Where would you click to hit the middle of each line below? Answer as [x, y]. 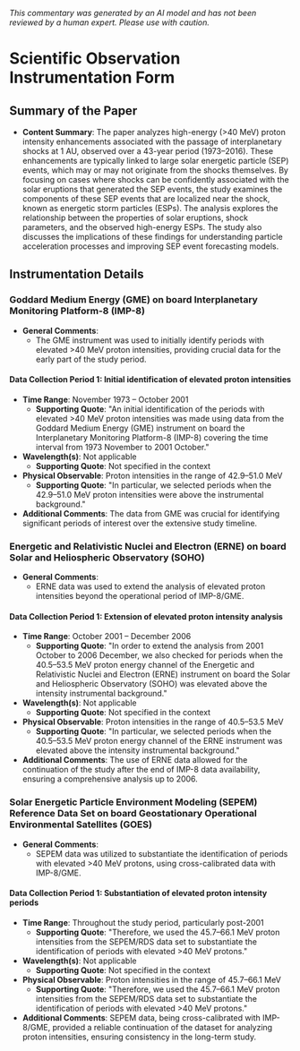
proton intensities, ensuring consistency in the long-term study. [139, 1037]
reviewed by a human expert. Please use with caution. [110, 22]
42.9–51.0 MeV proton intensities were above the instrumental [150, 494]
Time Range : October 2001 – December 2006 [107, 637]
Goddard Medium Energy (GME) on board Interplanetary [133, 300]
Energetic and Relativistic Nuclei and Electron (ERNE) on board [148, 546]
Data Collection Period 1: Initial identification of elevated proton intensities [150, 380]
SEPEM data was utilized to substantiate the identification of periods [162, 853]
